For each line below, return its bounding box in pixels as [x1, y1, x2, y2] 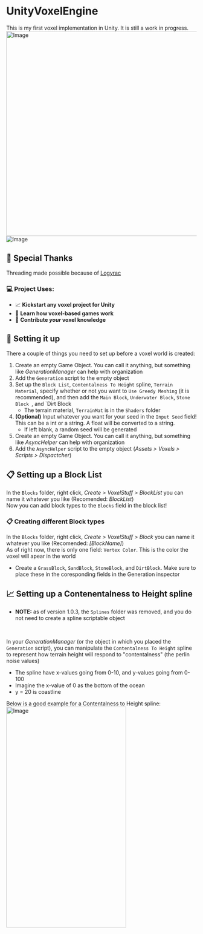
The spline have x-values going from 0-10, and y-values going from [14, 668, 183, 676]
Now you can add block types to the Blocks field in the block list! [6, 501, 167, 509]
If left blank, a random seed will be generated [24, 425, 137, 433]
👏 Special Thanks [6, 253, 73, 264]
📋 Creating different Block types [6, 517, 105, 526]
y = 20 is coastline [14, 688, 62, 695]
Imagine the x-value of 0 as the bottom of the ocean [14, 682, 145, 689]
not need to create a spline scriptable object [14, 614, 125, 621]
